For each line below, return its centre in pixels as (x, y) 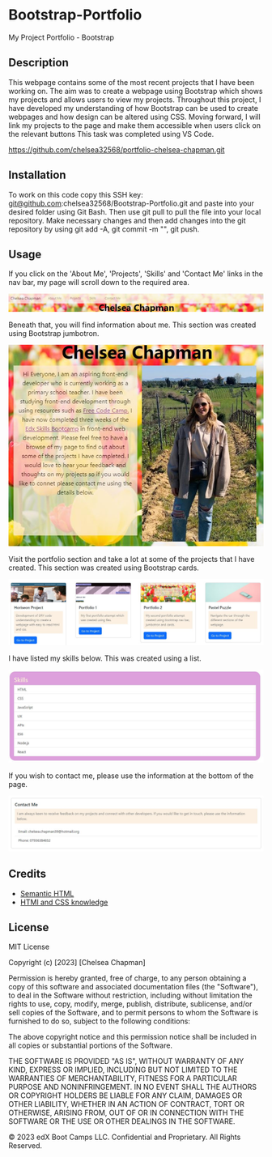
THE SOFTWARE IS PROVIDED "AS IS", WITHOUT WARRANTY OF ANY (126, 1061)
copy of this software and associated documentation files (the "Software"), (134, 987)
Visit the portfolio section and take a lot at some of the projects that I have (132, 559)
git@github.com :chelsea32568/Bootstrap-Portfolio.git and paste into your (132, 203)
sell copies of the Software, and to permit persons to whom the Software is (134, 1013)
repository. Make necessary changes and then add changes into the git (127, 220)
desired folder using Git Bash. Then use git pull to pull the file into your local (135, 211)
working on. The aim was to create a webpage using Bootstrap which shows (136, 91)
